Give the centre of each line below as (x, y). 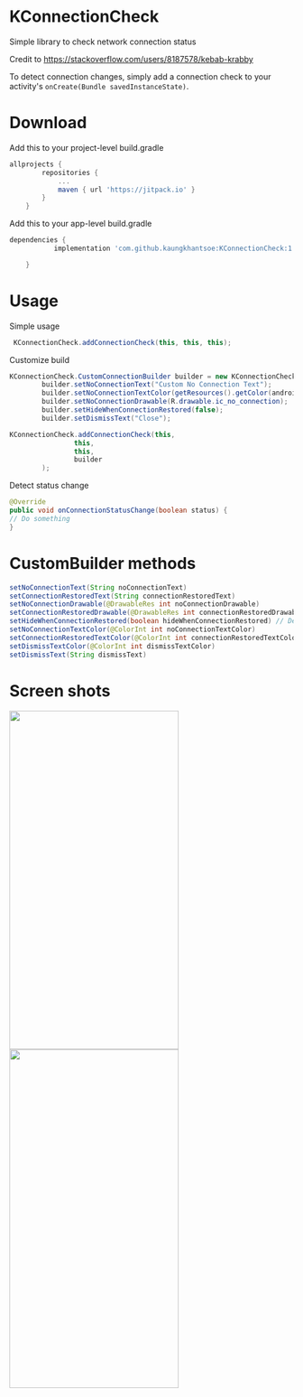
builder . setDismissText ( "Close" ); (106, 418)
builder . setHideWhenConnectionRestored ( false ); (133, 410)
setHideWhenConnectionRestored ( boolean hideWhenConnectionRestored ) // (147, 621)
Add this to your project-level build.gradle (87, 147)
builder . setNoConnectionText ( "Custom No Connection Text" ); (157, 385)
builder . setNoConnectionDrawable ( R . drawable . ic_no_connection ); (165, 402)
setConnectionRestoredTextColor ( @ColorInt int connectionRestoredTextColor (155, 638)
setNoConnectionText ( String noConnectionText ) (98, 587)
